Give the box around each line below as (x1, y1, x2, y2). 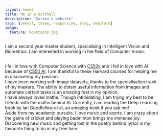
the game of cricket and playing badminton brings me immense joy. (5, 115, 141, 121)
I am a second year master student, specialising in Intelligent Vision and (5, 44, 150, 49)
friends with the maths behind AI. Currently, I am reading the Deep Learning (5, 100, 158, 105)
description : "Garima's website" (5, 16, 73, 21)
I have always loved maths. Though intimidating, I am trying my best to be (5, 94, 154, 100)
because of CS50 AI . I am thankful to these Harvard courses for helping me (5, 68, 157, 74)
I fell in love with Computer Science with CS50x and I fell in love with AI (5, 63, 148, 69)
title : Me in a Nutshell (5, 12, 56, 17)
